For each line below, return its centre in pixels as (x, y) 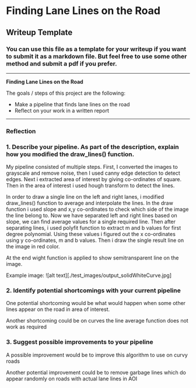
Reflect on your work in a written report (62, 110)
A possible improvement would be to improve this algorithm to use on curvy (97, 355)
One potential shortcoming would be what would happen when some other (96, 303)
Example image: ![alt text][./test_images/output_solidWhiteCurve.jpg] (89, 275)
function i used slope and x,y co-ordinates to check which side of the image (97, 209)
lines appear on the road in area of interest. (58, 309)
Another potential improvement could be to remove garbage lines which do (96, 372)
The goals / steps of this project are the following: (66, 93)
